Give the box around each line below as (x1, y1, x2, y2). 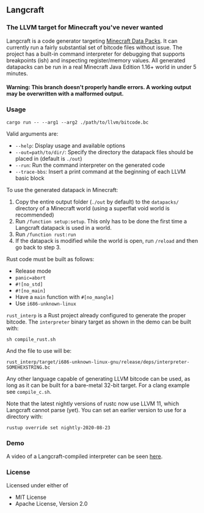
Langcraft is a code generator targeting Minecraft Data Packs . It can (6, 37, 178, 45)
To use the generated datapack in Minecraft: (6, 186, 118, 193)
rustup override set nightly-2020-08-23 (6, 424, 111, 430)
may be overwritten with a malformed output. (6, 90, 124, 97)
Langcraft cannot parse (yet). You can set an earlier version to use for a (6, 406, 186, 413)
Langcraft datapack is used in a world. (15, 224, 112, 231)
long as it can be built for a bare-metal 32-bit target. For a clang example (6, 382, 190, 389)
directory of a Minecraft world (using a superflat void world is (15, 204, 170, 212)
